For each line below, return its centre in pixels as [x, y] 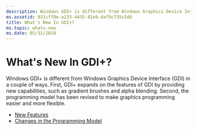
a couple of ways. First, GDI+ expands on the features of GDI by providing [95, 85]
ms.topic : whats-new [31, 28]
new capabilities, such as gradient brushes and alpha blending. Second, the [98, 91]
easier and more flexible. [36, 104]
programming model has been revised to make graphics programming [91, 97]
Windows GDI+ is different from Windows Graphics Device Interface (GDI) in [98, 78]
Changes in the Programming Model [58, 121]
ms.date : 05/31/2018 [31, 33]
